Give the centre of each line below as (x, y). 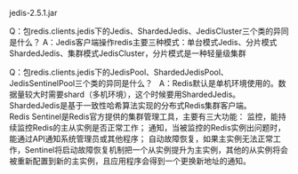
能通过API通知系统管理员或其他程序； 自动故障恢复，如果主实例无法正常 (141, 138)
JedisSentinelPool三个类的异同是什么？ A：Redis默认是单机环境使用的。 (144, 83)
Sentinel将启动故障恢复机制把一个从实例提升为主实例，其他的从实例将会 (157, 150)
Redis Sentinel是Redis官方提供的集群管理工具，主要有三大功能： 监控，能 (144, 116)
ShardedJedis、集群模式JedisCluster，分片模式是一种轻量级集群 (128, 53)
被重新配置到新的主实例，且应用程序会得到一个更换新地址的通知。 (130, 161)
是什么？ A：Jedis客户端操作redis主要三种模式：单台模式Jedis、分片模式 (143, 42)
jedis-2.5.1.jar (33, 13)
